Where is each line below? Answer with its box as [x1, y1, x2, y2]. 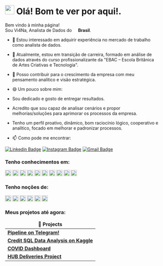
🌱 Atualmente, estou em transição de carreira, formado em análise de [12, 52, 152, 57]
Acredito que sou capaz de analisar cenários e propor [12, 105, 121, 111]
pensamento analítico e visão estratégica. [12, 77, 96, 82]
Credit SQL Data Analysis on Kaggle [7, 237, 93, 244]
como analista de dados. [12, 42, 62, 48]
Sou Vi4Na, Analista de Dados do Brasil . [5, 27, 91, 33]
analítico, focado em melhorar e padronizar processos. [12, 125, 123, 131]
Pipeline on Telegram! [7, 229, 60, 236]
